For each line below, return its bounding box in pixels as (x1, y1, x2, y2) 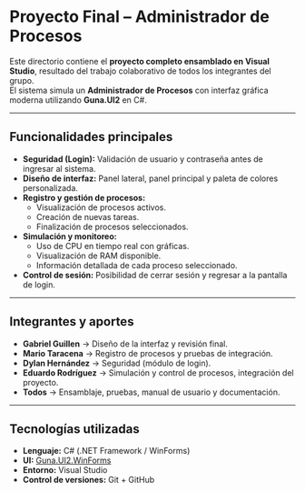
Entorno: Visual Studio (22, 465, 108, 476)
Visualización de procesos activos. (35, 202, 166, 213)
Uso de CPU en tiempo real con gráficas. (35, 240, 190, 251)
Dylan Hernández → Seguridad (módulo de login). (22, 357, 212, 368)
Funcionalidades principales (9, 129, 173, 145)
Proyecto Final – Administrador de (9, 6, 270, 27)
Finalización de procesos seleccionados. (35, 221, 189, 232)
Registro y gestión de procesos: (22, 192, 146, 203)
